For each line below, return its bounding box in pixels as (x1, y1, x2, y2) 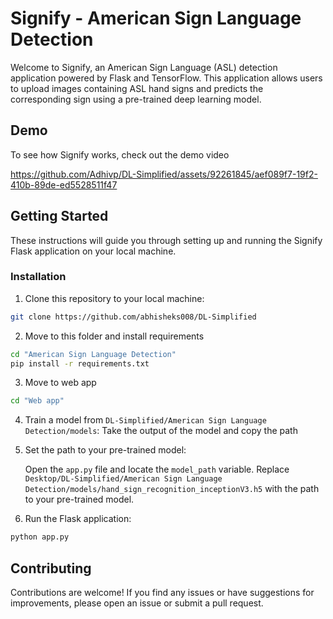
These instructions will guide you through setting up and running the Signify (10, 234, 323, 246)
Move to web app (24, 377, 97, 389)
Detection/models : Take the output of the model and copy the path (24, 425, 298, 437)
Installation (10, 270, 67, 284)
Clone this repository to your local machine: (24, 292, 205, 304)
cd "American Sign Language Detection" (10, 349, 177, 359)
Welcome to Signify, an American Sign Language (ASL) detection (10, 61, 278, 73)
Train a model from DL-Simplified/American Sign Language (24, 414, 267, 426)
